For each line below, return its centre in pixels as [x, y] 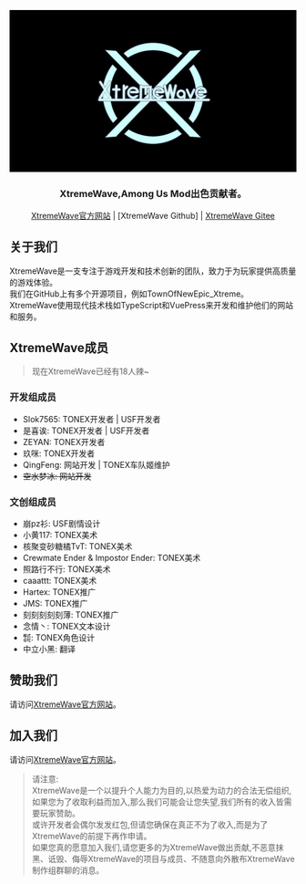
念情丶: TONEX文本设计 [66, 627]
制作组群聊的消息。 [68, 870]
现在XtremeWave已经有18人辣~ [90, 371]
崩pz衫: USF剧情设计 [61, 524]
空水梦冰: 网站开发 [57, 476]
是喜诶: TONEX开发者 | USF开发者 [86, 431]
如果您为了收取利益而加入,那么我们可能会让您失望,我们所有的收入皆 [158, 801]
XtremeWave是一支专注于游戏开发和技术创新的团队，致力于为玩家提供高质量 [153, 271]
